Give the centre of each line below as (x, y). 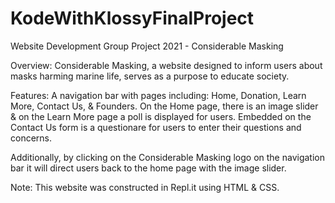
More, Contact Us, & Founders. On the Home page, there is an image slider (164, 106)
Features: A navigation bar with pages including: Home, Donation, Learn (158, 95)
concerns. (31, 138)
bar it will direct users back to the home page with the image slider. (148, 168)
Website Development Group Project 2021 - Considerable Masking (147, 46)
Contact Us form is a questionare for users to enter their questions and (156, 127)
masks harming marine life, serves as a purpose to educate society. (150, 76)
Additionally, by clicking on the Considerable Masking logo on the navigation (167, 157)
